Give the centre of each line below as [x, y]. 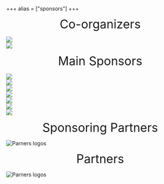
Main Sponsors [100, 61]
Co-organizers [100, 24]
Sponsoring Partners [100, 128]
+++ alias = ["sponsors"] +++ [43, 9]
